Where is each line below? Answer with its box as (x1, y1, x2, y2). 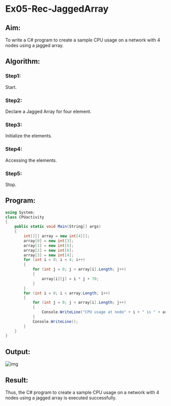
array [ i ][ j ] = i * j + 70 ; (41, 276, 99, 281)
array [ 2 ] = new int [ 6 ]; (23, 248, 74, 253)
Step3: (5, 121, 22, 128)
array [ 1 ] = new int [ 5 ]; (23, 243, 74, 248)
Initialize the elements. (5, 133, 52, 139)
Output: (5, 347, 31, 356)
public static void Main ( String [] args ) (14, 224, 101, 229)
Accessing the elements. (5, 157, 58, 163)
